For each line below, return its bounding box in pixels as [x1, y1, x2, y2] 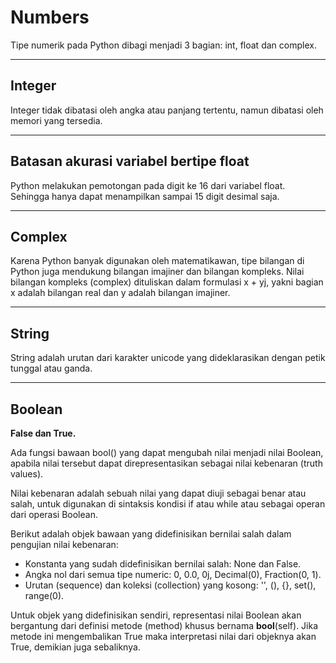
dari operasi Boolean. [10, 509, 98, 520]
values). [10, 468, 44, 480]
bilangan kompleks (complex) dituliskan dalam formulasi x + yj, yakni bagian [10, 276, 324, 288]
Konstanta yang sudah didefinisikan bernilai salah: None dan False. [24, 558, 302, 570]
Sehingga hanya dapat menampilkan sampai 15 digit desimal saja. [10, 190, 280, 202]
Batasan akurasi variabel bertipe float [10, 153, 250, 170]
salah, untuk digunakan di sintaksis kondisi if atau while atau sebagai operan [10, 498, 326, 510]
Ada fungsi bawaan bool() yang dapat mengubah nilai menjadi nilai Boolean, [10, 447, 324, 458]
